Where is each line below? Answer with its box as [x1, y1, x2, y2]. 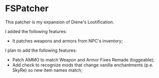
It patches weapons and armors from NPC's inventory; [12, 38, 123, 44]
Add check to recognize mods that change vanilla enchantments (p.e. [12, 62, 154, 68]
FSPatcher [5, 3, 49, 14]
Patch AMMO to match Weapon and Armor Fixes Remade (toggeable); [12, 57, 155, 62]
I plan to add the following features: [5, 47, 77, 53]
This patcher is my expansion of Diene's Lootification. [5, 19, 114, 25]
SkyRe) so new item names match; [12, 67, 83, 73]
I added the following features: [5, 28, 67, 34]
